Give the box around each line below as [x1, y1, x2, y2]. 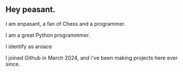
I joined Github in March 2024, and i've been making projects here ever [5, 54, 178, 61]
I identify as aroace [5, 43, 52, 50]
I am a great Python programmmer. [5, 32, 91, 39]
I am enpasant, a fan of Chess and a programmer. [5, 20, 126, 27]
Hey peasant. [5, 5, 56, 15]
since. [5, 60, 21, 67]
